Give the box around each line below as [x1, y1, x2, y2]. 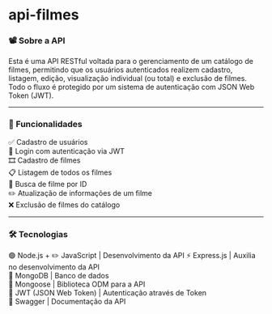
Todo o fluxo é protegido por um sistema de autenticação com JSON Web [8, 83, 255, 92]
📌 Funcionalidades [8, 119, 83, 130]
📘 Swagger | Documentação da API [8, 297, 126, 307]
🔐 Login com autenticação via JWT [8, 146, 125, 155]
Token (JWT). [8, 91, 54, 100]
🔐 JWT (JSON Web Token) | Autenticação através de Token [8, 288, 207, 298]
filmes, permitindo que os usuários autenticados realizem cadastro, [8, 65, 233, 74]
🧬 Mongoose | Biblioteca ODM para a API [8, 279, 146, 289]
